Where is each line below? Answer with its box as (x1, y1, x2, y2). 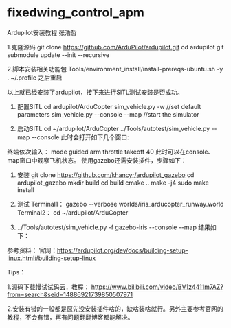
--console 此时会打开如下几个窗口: (31, 132, 129, 141)
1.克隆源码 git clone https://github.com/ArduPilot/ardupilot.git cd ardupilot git (7, 43, 224, 51)
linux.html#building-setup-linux (7, 254, 96, 262)
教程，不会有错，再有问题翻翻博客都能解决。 (7, 313, 134, 321)
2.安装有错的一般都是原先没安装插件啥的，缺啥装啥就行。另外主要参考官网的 (7, 304, 223, 313)
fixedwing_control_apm (7, 5, 144, 21)
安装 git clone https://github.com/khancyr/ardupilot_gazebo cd (16, 170, 195, 179)
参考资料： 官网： (7, 246, 57, 255)
